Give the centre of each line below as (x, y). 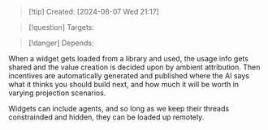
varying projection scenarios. (57, 93)
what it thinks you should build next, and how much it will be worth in (124, 84)
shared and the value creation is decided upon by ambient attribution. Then (134, 67)
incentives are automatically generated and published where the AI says (129, 75)
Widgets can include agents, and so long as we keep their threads (119, 109)
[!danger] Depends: (61, 43)
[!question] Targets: (61, 27)
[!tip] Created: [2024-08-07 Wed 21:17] (94, 12)
